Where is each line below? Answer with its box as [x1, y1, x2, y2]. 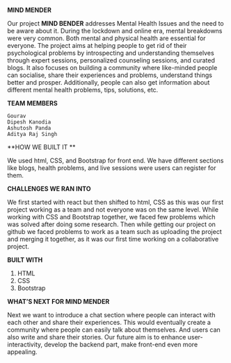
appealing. [7, 348, 38, 356]
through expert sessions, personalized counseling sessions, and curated [7, 56, 216, 65]
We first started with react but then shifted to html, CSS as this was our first [7, 198, 224, 206]
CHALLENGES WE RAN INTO [7, 185, 92, 193]
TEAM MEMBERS [7, 99, 58, 107]
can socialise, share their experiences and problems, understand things [7, 71, 212, 79]
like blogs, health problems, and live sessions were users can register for [7, 164, 216, 172]
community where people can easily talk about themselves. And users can [7, 326, 221, 334]
